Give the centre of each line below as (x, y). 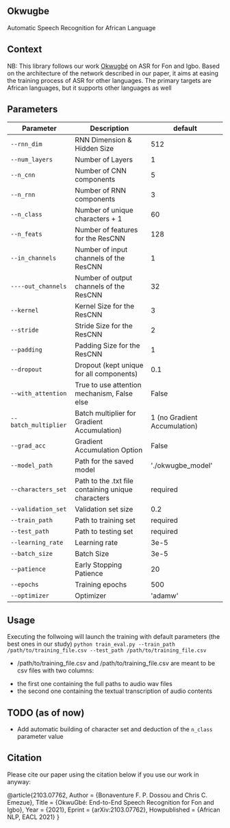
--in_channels (34, 258)
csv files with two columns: (55, 670)
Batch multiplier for (105, 413)
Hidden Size (94, 149)
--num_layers (32, 160)
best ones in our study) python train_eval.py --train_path (91, 644)
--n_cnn (23, 175)
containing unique (104, 489)
